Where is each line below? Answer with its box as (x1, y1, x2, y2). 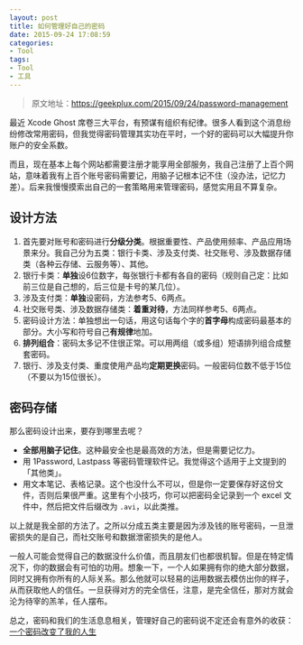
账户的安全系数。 (9, 139, 73, 150)
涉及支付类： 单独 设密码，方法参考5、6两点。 (22, 292, 191, 303)
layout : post (9, 13, 59, 23)
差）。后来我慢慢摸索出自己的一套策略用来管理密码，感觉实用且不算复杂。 (9, 181, 282, 192)
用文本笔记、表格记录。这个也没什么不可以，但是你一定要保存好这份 (22, 479, 276, 490)
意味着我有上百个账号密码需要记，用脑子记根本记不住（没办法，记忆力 (24, 170, 286, 180)
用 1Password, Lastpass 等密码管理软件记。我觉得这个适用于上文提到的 (22, 456, 287, 467)
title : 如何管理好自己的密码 (9, 22, 106, 31)
